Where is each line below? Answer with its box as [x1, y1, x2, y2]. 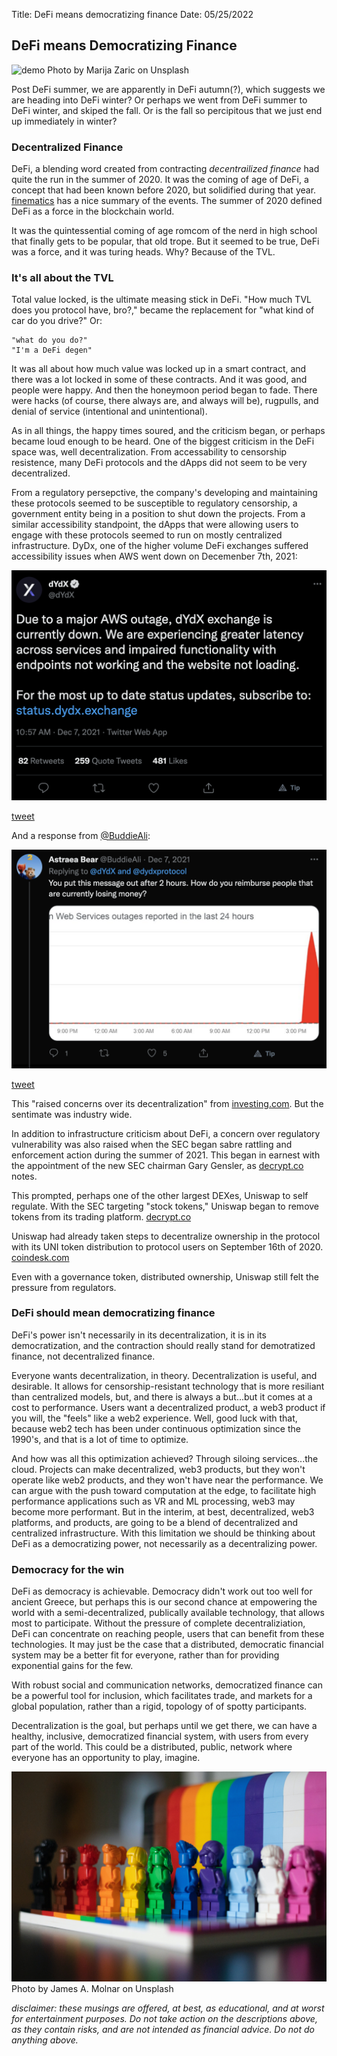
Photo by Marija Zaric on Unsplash [47, 64, 189, 76]
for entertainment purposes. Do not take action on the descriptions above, [11, 2012, 318, 2024]
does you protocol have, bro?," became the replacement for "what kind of [11, 304, 315, 316]
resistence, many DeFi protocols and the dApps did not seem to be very [11, 457, 308, 469]
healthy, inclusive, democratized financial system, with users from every [11, 1730, 309, 1743]
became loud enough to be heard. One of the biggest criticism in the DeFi [11, 435, 315, 448]
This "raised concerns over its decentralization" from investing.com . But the [11, 1097, 324, 1109]
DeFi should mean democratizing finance [11, 1306, 216, 1320]
